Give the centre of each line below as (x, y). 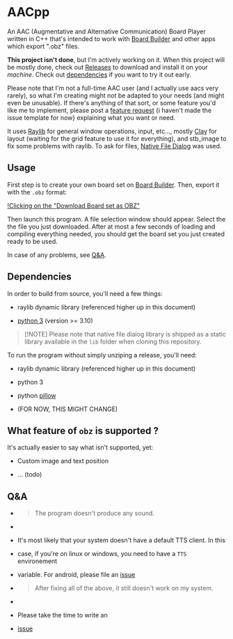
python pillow (37, 395)
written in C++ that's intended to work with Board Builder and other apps (111, 38)
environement (37, 561)
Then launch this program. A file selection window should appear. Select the (116, 219)
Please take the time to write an (62, 615)
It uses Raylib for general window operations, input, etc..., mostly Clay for (112, 131)
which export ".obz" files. (43, 46)
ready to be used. (32, 241)
